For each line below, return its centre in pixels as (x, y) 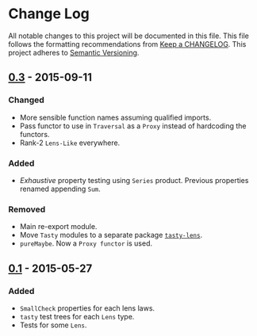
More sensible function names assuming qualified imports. (115, 117)
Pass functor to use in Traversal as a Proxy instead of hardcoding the (133, 126)
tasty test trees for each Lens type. (77, 316)
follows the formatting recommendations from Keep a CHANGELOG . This (127, 44)
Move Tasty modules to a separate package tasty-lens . (111, 235)
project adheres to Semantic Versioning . (74, 52)
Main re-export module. (58, 227)
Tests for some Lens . (53, 325)
